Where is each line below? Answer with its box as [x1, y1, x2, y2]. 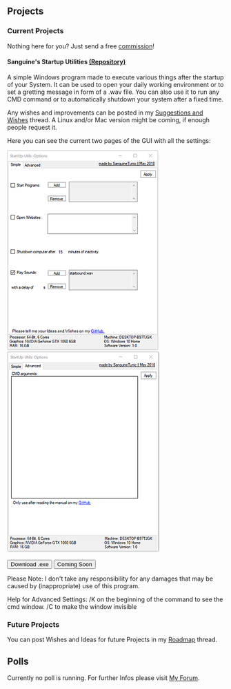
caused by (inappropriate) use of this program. [7, 581, 140, 590]
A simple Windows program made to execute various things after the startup [7, 72, 224, 81]
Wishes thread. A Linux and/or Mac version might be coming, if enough [7, 115, 210, 124]
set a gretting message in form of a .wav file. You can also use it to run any [7, 88, 219, 96]
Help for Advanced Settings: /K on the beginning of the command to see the [7, 595, 223, 603]
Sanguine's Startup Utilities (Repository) [7, 58, 126, 66]
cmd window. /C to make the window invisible [7, 602, 137, 610]
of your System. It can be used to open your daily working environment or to [7, 80, 224, 88]
